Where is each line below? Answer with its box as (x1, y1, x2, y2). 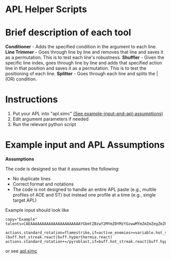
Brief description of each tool (5, 27, 131, 39)
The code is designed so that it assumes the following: (5, 166, 120, 172)
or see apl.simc (5, 248, 38, 254)
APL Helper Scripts (5, 4, 88, 15)
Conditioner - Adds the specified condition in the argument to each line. (5, 44, 157, 50)
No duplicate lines (12, 176, 51, 181)
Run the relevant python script (12, 121, 76, 127)
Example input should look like (5, 207, 69, 213)
